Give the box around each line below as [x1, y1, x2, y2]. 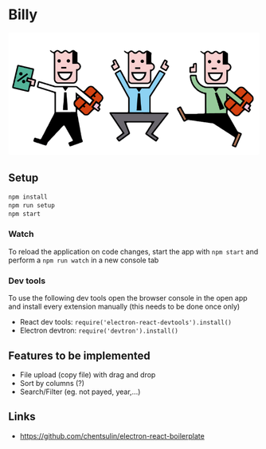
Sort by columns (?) [19, 378, 85, 388]
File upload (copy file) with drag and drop [19, 369, 156, 380]
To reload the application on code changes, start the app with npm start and [8, 246, 259, 256]
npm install [8, 193, 48, 201]
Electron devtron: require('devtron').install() [19, 325, 179, 336]
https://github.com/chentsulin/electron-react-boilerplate [19, 431, 205, 440]
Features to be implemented [8, 349, 151, 362]
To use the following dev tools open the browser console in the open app [8, 293, 248, 303]
